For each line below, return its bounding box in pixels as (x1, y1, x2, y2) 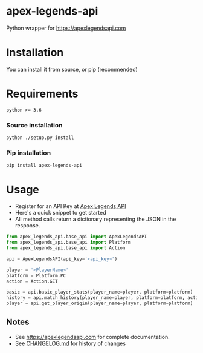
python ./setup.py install (6, 135, 74, 141)
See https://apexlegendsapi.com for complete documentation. (14, 333, 170, 340)
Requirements (6, 87, 79, 101)
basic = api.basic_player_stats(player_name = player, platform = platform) (6, 289, 193, 295)
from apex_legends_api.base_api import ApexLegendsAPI (6, 234, 147, 240)
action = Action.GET (6, 278, 59, 284)
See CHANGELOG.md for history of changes (14, 340, 126, 347)
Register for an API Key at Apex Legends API (14, 203, 126, 210)
